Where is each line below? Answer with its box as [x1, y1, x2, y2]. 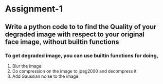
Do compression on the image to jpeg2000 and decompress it [12, 68, 137, 74]
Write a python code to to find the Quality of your [5, 23, 157, 31]
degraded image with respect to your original [5, 30, 145, 38]
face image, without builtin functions [5, 38, 119, 46]
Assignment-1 [5, 3, 63, 14]
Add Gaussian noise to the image [12, 73, 79, 79]
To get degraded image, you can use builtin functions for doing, [5, 52, 159, 59]
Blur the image [12, 63, 42, 69]
